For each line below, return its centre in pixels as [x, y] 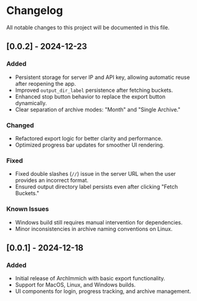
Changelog [35, 11]
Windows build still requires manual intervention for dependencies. [99, 222]
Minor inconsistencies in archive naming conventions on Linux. [94, 229]
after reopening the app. [45, 83]
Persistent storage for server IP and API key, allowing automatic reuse [102, 77]
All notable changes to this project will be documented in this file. [88, 27]
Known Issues [28, 209]
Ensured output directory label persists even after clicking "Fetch [96, 187]
